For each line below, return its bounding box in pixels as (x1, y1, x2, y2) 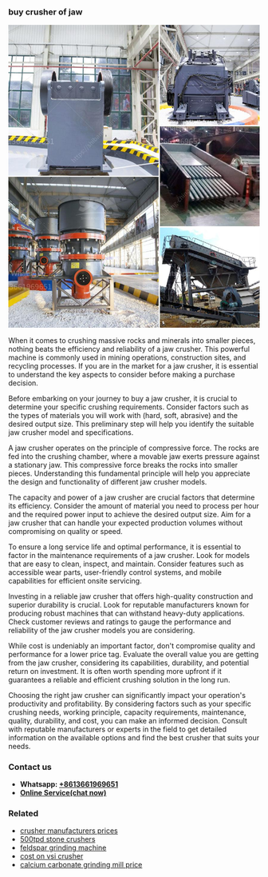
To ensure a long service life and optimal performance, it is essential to (8, 542, 242, 552)
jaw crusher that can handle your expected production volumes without (8, 518, 243, 528)
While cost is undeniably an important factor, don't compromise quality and (8, 640, 255, 650)
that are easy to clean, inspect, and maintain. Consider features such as (8, 559, 245, 568)
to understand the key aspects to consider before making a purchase (8, 369, 235, 379)
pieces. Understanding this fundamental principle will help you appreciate (8, 468, 250, 478)
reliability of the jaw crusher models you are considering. (8, 625, 195, 635)
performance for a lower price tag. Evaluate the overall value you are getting (8, 649, 259, 659)
